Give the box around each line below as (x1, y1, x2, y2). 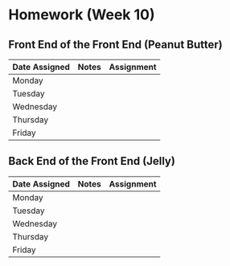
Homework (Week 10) (8, 6, 155, 24)
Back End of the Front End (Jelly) (8, 154, 175, 168)
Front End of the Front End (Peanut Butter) (8, 38, 223, 51)
